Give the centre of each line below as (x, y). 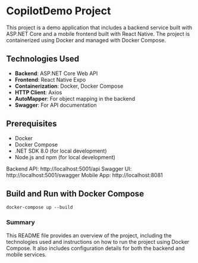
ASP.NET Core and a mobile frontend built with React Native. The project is (98, 33)
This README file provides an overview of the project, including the (89, 235)
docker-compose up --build (40, 208)
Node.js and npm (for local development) (65, 157)
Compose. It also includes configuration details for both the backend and (96, 248)
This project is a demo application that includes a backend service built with (99, 27)
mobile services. (26, 254)
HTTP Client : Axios (38, 92)
